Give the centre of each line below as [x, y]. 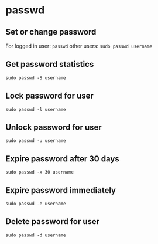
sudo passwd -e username [36, 204]
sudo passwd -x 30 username [40, 172]
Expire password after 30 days [62, 159]
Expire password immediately [61, 190]
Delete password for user [53, 221]
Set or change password [51, 32]
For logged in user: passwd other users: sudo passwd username [79, 46]
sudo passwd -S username [36, 78]
